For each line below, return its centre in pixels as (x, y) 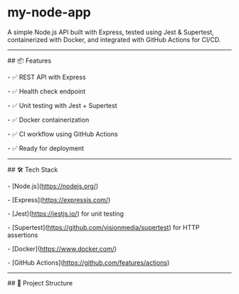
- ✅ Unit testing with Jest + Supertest (62, 105)
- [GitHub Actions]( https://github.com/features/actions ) (89, 262)
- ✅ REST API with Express (47, 77)
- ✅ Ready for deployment (46, 148)
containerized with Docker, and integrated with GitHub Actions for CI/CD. (114, 39)
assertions (23, 235)
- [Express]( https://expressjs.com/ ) (59, 199)
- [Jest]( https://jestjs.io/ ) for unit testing (66, 214)
